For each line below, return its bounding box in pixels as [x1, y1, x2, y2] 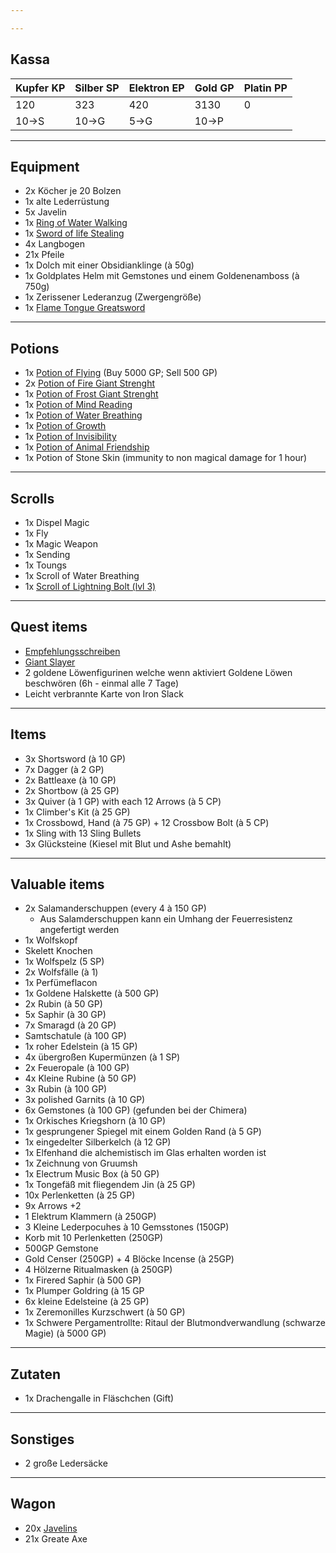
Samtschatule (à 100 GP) [24, 1030, 127, 1042]
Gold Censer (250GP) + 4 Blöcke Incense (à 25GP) [24, 1253, 235, 1265]
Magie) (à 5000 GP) [24, 1327, 107, 1340]
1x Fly [24, 527, 49, 539]
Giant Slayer [24, 656, 76, 668]
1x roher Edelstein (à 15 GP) [24, 1041, 138, 1053]
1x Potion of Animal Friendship [24, 441, 150, 453]
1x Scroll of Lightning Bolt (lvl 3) [24, 581, 157, 592]
